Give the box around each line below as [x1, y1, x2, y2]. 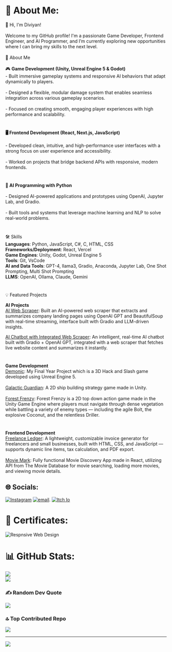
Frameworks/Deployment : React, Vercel [5, 246, 92, 252]
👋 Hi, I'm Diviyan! [5, 22, 41, 28]
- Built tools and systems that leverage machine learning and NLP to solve [5, 210, 161, 216]
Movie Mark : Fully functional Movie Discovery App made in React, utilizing [5, 457, 162, 463]
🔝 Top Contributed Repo [5, 615, 67, 622]
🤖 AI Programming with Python [5, 182, 72, 189]
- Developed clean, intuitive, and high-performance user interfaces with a [5, 142, 161, 148]
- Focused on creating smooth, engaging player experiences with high [5, 105, 154, 112]
